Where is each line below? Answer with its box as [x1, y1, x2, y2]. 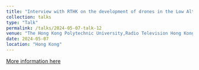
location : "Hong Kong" [6, 42, 62, 48]
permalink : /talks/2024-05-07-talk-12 [6, 25, 102, 31]
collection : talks [6, 14, 52, 20]
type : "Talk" [6, 19, 38, 25]
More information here [6, 57, 61, 65]
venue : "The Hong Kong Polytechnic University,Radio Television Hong [6, 31, 182, 36]
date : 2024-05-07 [6, 36, 49, 42]
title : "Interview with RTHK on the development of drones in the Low [6, 8, 184, 15]
